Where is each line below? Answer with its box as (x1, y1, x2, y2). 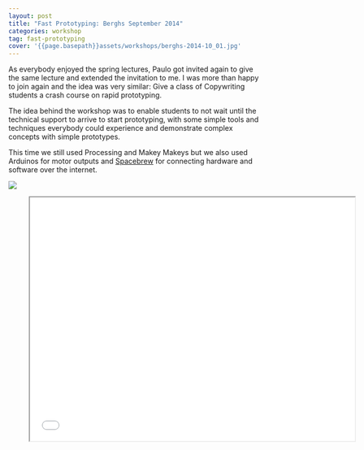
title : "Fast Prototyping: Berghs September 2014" (8, 19, 184, 28)
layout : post (8, 11, 53, 20)
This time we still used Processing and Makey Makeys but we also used (8, 148, 248, 158)
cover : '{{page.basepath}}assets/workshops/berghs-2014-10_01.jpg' (8, 42, 242, 50)
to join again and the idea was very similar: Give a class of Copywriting (8, 82, 245, 92)
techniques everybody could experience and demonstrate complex (8, 123, 233, 133)
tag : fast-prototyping (8, 34, 85, 43)
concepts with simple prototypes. (8, 132, 120, 142)
